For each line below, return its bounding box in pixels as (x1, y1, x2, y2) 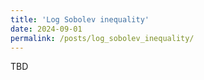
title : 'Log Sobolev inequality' (10, 14, 150, 25)
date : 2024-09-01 (10, 24, 83, 34)
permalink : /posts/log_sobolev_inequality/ (10, 33, 195, 43)
